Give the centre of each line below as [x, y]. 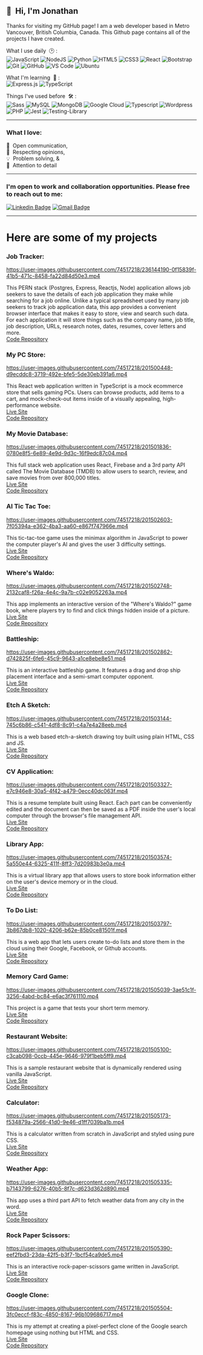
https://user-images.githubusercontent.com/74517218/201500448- [90, 368]
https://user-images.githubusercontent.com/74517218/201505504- [89, 1308]
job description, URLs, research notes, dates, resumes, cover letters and [96, 326]
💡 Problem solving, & [33, 158]
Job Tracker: [25, 256]
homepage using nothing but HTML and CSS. [63, 1333]
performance [23, 405]
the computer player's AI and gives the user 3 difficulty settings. [86, 544]
